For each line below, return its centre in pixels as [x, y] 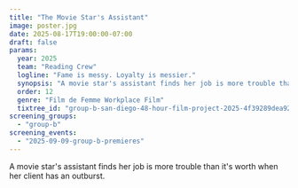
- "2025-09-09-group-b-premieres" [81, 141]
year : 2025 [37, 59]
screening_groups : [43, 116]
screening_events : [43, 133]
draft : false [33, 42]
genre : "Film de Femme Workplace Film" [91, 100]
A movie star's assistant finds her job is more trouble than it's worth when [144, 166]
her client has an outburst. [57, 176]
